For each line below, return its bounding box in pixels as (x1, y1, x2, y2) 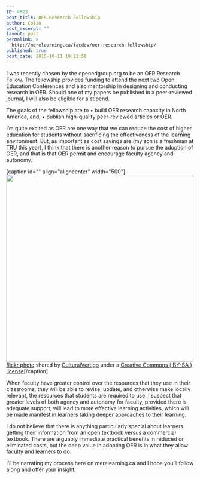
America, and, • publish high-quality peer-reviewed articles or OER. (6, 113, 173, 120)
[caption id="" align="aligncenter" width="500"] (6, 168, 126, 175)
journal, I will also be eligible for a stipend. (6, 95, 110, 102)
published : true (6, 48, 47, 54)
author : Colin (6, 20, 42, 26)
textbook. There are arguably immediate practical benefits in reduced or (6, 435, 184, 443)
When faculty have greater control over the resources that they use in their (6, 379, 190, 386)
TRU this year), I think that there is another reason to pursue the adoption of (6, 144, 193, 151)
